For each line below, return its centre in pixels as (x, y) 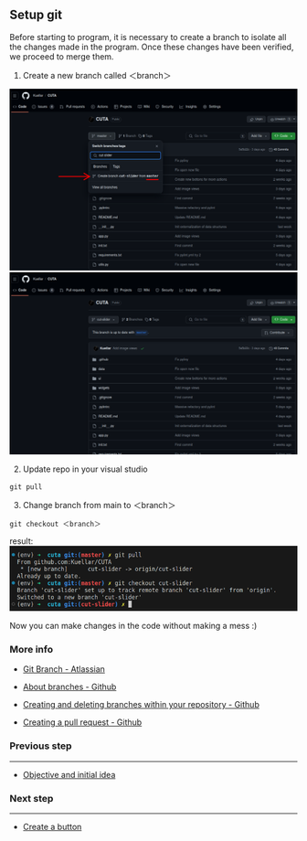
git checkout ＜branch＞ (55, 524)
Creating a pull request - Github (82, 722)
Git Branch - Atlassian (64, 669)
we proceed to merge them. (62, 56)
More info (31, 650)
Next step (32, 798)
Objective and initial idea (69, 774)
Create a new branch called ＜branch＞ (97, 75)
